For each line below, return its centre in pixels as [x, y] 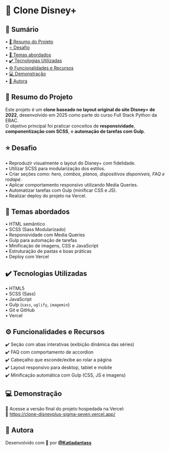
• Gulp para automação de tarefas [41, 240]
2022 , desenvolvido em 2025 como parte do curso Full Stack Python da [81, 115]
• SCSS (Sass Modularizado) [36, 230]
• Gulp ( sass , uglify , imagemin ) [38, 305]
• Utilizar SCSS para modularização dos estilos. [55, 168]
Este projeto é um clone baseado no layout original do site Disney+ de [80, 109]
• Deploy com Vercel [27, 257]
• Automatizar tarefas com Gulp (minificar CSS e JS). [61, 190]
